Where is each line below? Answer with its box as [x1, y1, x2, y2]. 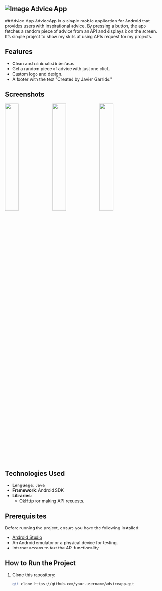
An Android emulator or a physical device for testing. [12, 540, 118, 546]
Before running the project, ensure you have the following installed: [5, 525, 140, 531]
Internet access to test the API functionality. [12, 545, 100, 551]
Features [5, 47, 33, 56]
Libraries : [12, 493, 32, 499]
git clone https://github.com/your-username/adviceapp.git [12, 581, 135, 586]
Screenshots [5, 90, 45, 99]
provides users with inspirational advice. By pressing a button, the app [5, 23, 146, 29]
